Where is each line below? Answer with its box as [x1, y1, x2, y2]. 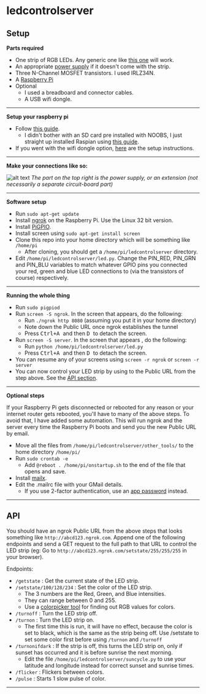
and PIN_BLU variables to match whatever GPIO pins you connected [15, 261, 188, 268]
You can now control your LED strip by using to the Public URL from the [15, 368, 196, 375]
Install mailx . [15, 474, 47, 482]
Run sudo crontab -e [15, 455, 69, 462]
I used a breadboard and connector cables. [24, 89, 134, 96]
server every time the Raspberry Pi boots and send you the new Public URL [6, 423, 197, 430]
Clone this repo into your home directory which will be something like [15, 236, 191, 243]
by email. [6, 430, 29, 437]
